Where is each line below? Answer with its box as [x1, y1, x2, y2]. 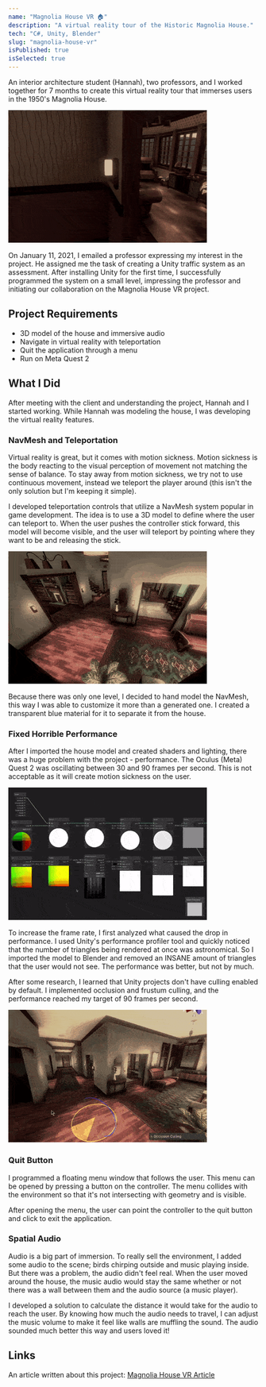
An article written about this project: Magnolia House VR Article [8, 1370, 215, 1379]
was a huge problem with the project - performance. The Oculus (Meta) [8, 755, 243, 765]
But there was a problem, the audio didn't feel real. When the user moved [8, 1268, 248, 1277]
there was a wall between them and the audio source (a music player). [8, 1285, 238, 1294]
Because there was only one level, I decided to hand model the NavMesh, [8, 692, 249, 701]
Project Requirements [8, 307, 118, 321]
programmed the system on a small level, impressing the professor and [8, 276, 241, 285]
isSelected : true [8, 55, 66, 63]
